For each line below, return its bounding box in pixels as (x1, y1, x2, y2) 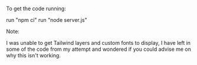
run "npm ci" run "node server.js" (6, 17, 87, 23)
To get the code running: (6, 5, 66, 12)
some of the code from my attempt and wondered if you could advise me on (6, 45, 192, 53)
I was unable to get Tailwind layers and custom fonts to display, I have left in (6, 40, 191, 46)
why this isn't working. (6, 52, 61, 58)
